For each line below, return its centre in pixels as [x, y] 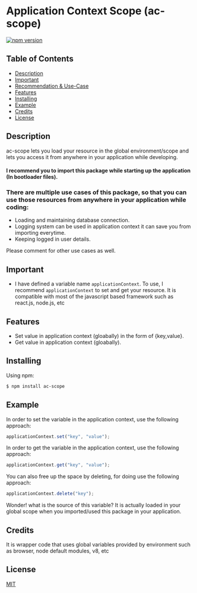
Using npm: [20, 375]
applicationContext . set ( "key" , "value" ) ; [58, 436]
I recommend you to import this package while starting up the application [99, 170]
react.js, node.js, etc [40, 303]
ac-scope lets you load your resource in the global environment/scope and [97, 151]
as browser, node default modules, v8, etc [58, 551]
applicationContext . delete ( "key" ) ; [50, 494]
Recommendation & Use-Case [52, 86]
